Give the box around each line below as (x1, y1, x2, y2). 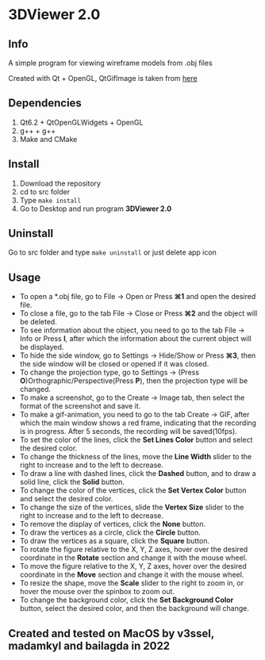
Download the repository (19, 178, 102, 188)
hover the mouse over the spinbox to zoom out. (19, 587, 175, 597)
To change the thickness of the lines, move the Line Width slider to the (19, 452, 252, 462)
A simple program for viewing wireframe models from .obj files (8, 58, 213, 67)
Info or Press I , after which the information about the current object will (19, 334, 252, 343)
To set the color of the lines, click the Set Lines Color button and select (19, 435, 253, 445)
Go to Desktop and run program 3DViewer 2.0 (19, 204, 172, 213)
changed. (19, 385, 52, 394)
